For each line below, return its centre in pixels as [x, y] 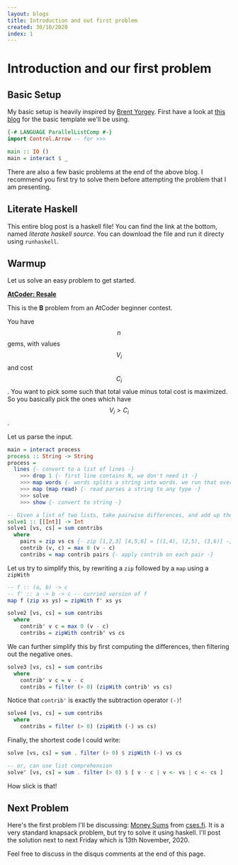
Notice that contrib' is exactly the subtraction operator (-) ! [95, 700]
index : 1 [20, 34]
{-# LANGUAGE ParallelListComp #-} [60, 132]
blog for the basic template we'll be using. [68, 119]
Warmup [27, 263]
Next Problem [38, 808]
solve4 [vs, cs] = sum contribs [55, 713]
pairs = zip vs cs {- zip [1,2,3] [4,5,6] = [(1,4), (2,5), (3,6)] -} [126, 542]
